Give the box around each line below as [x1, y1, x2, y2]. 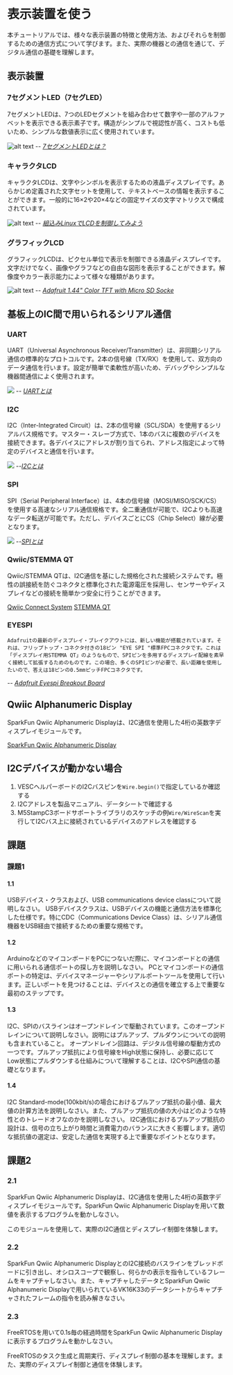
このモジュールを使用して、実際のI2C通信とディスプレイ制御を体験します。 [7, 1224, 222, 1233]
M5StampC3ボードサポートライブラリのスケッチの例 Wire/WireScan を [17, 808, 216, 816]
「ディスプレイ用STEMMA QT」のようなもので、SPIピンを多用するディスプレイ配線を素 [7, 652, 220, 659]
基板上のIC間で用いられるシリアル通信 [7, 308, 172, 320]
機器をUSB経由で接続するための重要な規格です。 [7, 922, 147, 930]
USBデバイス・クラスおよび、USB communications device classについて [7, 896, 215, 904]
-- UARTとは [15, 387, 52, 395]
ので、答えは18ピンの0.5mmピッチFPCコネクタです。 [17, 667, 146, 674]
